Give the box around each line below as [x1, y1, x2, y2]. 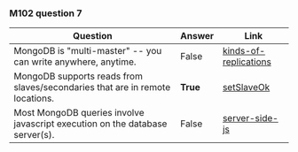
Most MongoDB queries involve [13, 107, 145, 119]
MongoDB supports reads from [13, 70, 144, 82]
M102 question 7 [9, 7, 82, 19]
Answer [180, 30, 215, 42]
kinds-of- [222, 45, 266, 57]
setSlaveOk [222, 81, 271, 94]
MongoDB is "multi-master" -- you [13, 45, 162, 57]
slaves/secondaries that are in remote [13, 81, 171, 94]
